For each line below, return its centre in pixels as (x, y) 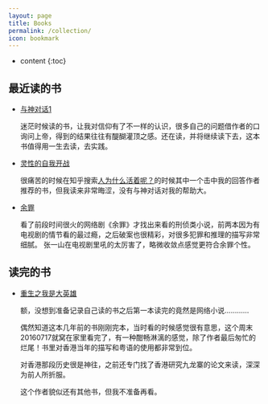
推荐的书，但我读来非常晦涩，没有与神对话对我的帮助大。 (115, 190)
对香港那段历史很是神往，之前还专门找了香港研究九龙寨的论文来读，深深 (140, 364)
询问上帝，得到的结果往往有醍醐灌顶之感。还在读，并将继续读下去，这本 (140, 137)
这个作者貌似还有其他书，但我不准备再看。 (91, 391)
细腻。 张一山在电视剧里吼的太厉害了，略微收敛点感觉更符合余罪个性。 (137, 245)
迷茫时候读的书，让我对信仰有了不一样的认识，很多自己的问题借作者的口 (140, 126)
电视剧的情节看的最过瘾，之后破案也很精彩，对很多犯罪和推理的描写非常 (140, 235)
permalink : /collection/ (50, 31)
